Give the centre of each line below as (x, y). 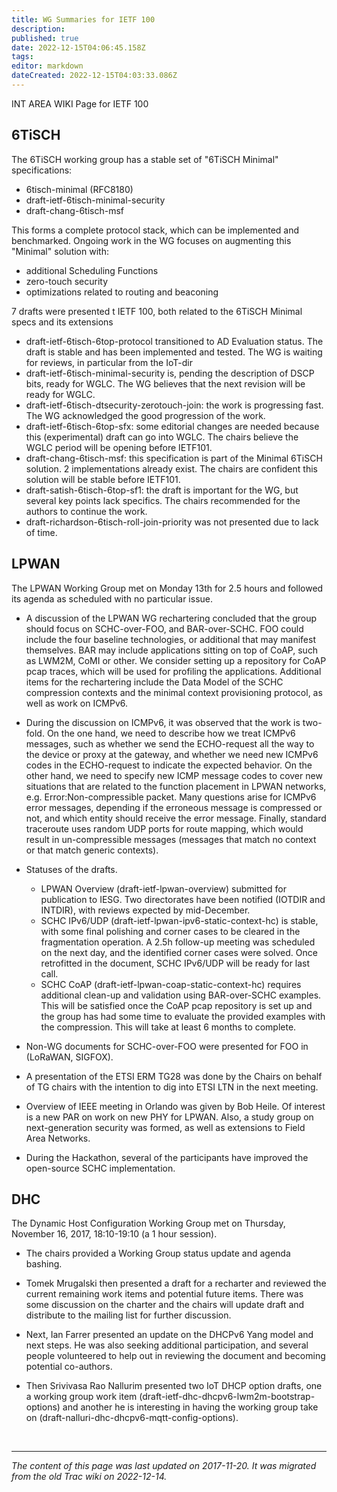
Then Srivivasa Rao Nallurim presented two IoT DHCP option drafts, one (174, 1386)
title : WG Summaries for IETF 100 (83, 19)
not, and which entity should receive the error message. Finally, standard (176, 818)
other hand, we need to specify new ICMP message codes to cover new (174, 775)
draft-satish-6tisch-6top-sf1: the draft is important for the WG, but (162, 490)
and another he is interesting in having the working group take (190, 1407)
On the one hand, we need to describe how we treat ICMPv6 (171, 733)
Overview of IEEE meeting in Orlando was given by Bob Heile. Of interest (175, 1106)
